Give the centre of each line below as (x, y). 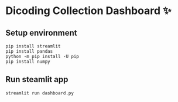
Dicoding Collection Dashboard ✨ (88, 11)
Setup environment (41, 33)
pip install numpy (28, 62)
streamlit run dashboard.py (40, 93)
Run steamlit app (37, 79)
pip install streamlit (33, 46)
